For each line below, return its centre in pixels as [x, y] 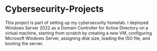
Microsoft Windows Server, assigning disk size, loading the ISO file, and [78, 38]
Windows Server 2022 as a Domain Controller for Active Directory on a [77, 27]
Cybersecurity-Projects [54, 9]
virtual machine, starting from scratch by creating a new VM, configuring [78, 33]
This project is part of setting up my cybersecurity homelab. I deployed [77, 23]
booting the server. [24, 43]
